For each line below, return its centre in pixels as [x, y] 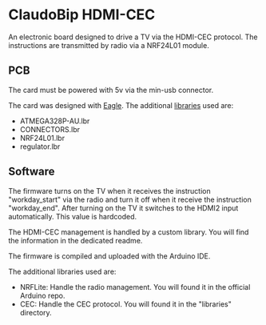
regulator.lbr [40, 146]
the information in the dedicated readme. [75, 240]
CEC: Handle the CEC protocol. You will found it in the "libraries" [125, 304]
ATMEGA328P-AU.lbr [55, 121]
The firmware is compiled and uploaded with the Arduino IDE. [109, 256]
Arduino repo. [42, 295]
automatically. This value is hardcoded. [73, 216]
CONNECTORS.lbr [50, 129]
